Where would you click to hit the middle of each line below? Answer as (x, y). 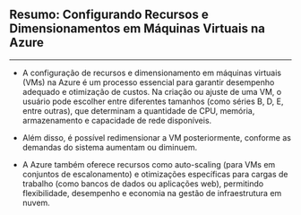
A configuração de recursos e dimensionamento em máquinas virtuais (152, 73)
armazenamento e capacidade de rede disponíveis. (117, 120)
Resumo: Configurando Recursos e (109, 15)
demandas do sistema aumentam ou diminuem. (110, 147)
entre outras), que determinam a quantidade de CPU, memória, (138, 110)
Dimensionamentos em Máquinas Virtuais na (138, 29)
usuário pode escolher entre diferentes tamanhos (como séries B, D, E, (153, 101)
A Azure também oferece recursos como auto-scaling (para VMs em (149, 164)
